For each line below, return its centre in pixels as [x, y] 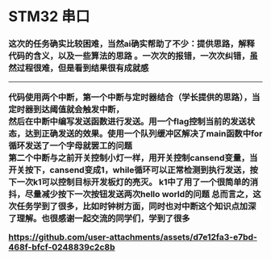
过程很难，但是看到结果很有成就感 [83, 68]
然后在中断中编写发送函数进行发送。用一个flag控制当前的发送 [128, 121]
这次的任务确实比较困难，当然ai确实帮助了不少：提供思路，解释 [132, 44]
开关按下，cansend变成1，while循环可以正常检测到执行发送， [129, 170]
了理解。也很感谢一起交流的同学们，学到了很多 [99, 218]
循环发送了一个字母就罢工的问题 [71, 145]
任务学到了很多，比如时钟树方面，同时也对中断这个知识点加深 [136, 206]
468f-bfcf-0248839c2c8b [62, 247]
